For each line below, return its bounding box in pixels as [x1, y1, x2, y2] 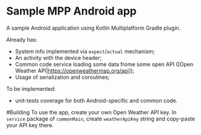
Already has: [6, 36, 38, 43]
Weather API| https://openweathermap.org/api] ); [14, 67, 135, 74]
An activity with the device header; [14, 54, 102, 61]
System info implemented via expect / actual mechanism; [14, 47, 155, 55]
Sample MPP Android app [6, 4, 137, 18]
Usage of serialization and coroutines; [14, 73, 110, 81]
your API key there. [6, 121, 54, 128]
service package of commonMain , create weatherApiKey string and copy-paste [6, 115, 195, 122]
